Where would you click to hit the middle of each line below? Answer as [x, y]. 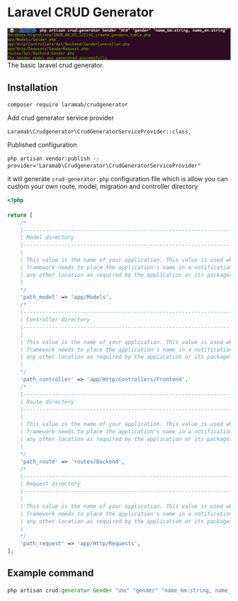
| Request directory [50, 484]
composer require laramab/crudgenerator [68, 105]
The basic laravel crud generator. [56, 65]
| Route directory [47, 402]
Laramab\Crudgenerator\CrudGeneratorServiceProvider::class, [100, 132]
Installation [33, 87]
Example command [51, 573]
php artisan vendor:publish [49, 159]
